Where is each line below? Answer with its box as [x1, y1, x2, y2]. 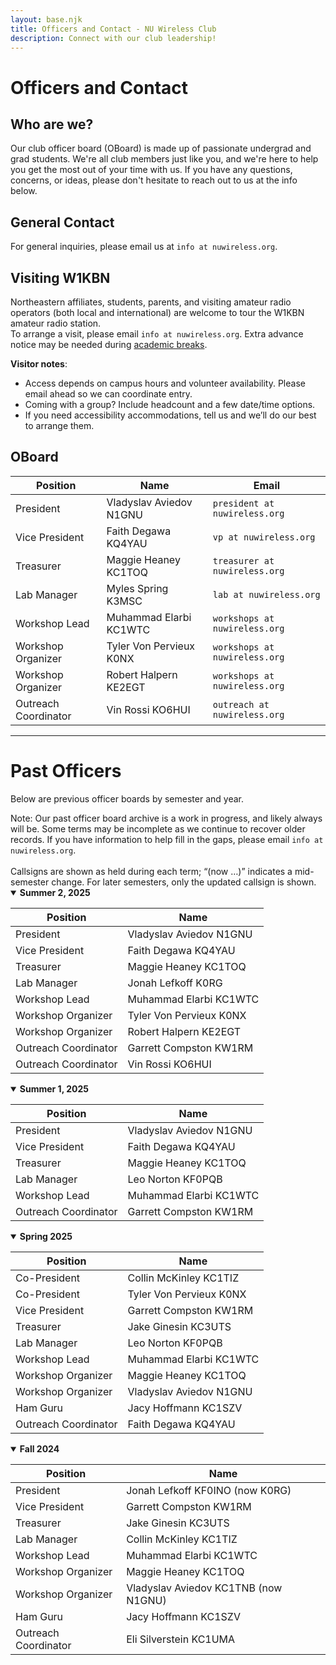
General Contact [10, 214, 115, 231]
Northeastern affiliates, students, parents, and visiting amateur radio [10, 296, 292, 308]
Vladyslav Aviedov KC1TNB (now [126, 1581, 283, 1595]
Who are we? [10, 116, 94, 133]
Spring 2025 [19, 1230, 73, 1242]
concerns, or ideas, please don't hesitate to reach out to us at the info [10, 174, 298, 186]
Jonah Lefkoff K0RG [127, 976, 223, 990]
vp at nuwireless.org [212, 531, 316, 543]
